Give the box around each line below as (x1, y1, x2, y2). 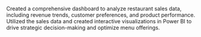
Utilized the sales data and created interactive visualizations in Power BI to (6, 18, 192, 24)
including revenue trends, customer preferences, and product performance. (6, 11, 196, 18)
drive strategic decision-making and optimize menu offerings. (6, 24, 160, 31)
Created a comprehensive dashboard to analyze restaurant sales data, (6, 5, 182, 12)
